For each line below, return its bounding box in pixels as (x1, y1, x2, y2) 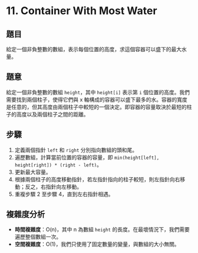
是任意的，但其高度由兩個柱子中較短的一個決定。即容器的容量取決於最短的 (6, 103, 187, 110)
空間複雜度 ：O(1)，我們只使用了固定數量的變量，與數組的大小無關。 (14, 241, 180, 248)
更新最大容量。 (14, 168, 51, 175)
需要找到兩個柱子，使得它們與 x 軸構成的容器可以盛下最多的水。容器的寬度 (6, 96, 187, 103)
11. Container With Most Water (6, 4, 157, 18)
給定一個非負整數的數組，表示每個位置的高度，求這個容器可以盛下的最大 (6, 46, 181, 52)
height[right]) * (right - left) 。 (14, 161, 102, 168)
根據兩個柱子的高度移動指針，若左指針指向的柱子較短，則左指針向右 (14, 175, 180, 183)
